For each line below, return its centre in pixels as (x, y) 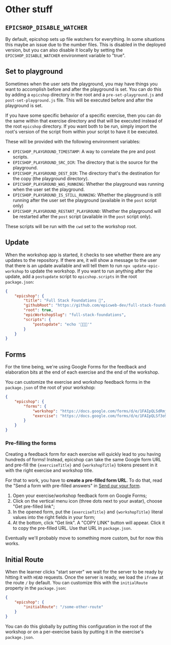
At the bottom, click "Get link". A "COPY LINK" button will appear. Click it (89, 523)
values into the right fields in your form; (54, 517)
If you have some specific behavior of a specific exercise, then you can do (83, 115)
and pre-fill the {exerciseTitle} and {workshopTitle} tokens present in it (81, 465)
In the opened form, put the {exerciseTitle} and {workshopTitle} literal (88, 512)
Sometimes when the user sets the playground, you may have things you (81, 84)
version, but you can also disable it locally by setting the (64, 50)
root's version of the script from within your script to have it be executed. (82, 132)
